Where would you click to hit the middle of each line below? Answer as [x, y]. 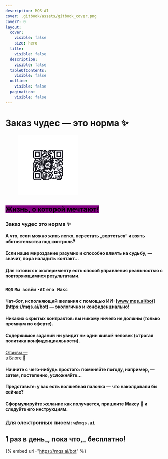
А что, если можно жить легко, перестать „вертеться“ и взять [75, 236]
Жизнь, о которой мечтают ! [52, 209]
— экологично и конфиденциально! [89, 307]
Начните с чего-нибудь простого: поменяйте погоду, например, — [80, 369]
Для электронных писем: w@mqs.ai [50, 422]
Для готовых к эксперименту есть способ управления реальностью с [84, 270]
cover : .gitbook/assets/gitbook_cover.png [51, 16]
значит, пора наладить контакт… [42, 259]
